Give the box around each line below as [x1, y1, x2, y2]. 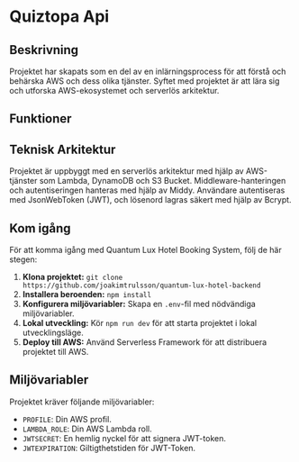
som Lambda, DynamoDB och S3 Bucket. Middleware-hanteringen [39, 176, 286, 186]
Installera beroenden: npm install [22, 289, 151, 300]
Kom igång [9, 221, 71, 236]
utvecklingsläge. [22, 327, 84, 339]
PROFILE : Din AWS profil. [22, 413, 113, 424]
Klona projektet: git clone [22, 272, 123, 283]
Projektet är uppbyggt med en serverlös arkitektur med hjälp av [9, 166, 245, 177]
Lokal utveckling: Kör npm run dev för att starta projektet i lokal [22, 318, 258, 329]
